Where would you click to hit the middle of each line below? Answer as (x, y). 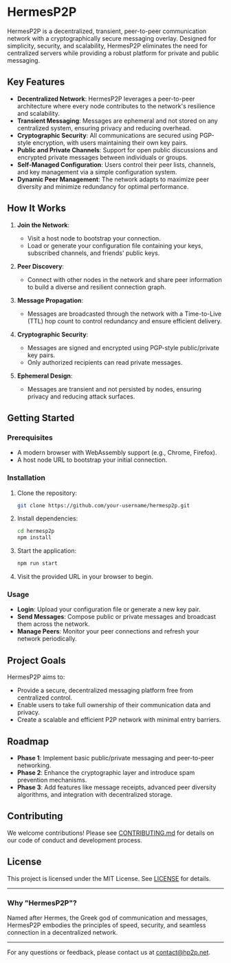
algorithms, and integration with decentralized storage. (95, 794)
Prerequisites (30, 437)
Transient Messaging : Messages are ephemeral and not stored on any (117, 121)
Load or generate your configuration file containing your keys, (115, 245)
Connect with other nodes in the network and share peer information (124, 279)
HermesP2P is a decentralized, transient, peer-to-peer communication (107, 31)
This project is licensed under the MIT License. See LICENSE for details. (109, 878)
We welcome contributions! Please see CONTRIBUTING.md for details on (111, 833)
